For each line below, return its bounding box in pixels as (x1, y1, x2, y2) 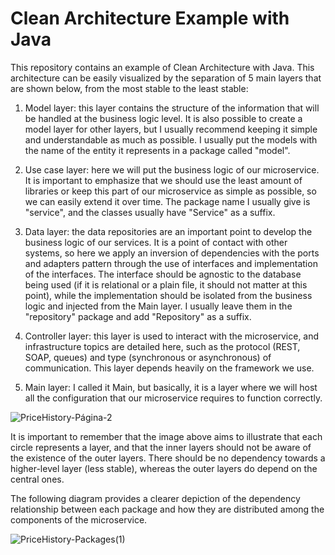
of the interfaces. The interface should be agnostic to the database (24, 268, 302, 280)
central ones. (10, 473, 65, 485)
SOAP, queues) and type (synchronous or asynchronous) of (24, 351, 272, 363)
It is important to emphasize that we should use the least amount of (24, 174, 303, 186)
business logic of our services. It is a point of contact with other (24, 236, 288, 248)
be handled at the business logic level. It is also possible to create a (24, 112, 303, 124)
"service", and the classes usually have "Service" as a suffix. (24, 206, 276, 218)
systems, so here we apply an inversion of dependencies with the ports (24, 247, 320, 259)
